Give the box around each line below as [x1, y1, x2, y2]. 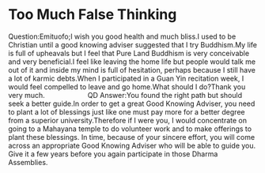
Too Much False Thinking [8, 6, 177, 24]
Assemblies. [8, 157, 48, 167]
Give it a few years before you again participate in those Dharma [8, 149, 218, 159]
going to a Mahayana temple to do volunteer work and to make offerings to [8, 124, 252, 134]
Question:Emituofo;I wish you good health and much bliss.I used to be [8, 32, 237, 41]
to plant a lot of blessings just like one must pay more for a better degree [8, 107, 245, 116]
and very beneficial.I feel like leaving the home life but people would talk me [8, 57, 256, 66]
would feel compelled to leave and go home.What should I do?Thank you [8, 81, 246, 92]
